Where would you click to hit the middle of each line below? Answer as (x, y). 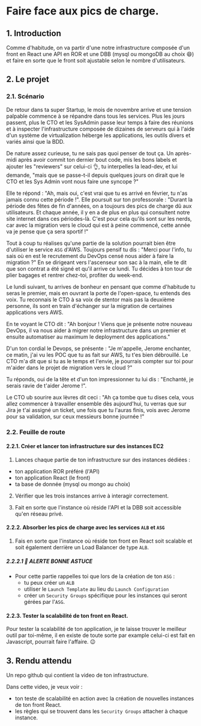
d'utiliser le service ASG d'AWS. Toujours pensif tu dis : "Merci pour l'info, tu (99, 249)
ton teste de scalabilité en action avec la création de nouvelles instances (104, 698)
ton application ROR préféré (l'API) (57, 471)
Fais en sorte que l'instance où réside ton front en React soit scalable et (103, 541)
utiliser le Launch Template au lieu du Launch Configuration (96, 589)
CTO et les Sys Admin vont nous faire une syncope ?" (73, 181)
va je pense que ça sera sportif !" (47, 231)
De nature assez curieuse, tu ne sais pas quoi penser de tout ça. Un (90, 153)
